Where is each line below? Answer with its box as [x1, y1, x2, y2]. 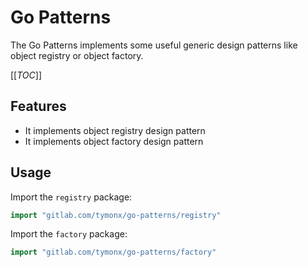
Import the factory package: [10, 228, 128, 240]
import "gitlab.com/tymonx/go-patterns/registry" [10, 210, 222, 220]
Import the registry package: [10, 191, 133, 203]
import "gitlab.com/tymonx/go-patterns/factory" [10, 247, 217, 258]
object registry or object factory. [10, 49, 144, 61]
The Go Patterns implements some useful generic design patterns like [10, 39, 298, 51]
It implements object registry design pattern [24, 124, 206, 136]
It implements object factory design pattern [24, 135, 204, 147]
